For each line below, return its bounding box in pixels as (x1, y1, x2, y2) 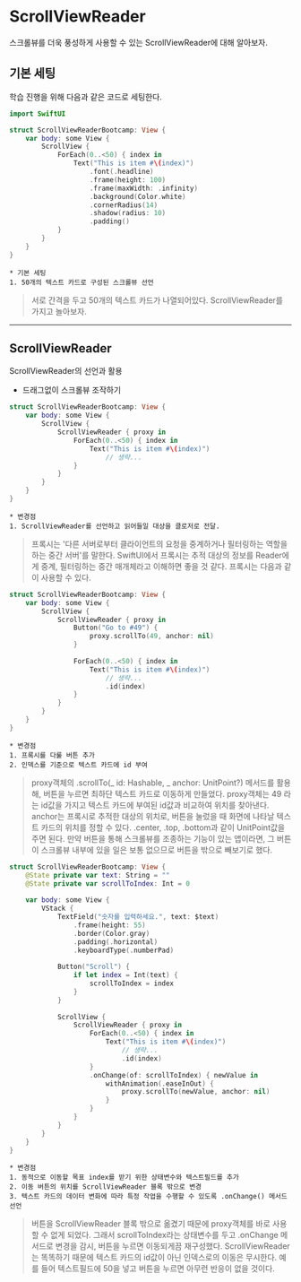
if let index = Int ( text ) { (73, 971, 178, 980)
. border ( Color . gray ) (73, 929, 150, 938)
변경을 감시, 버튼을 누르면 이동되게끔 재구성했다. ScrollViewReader (55, 1241, 291, 1252)
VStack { (41, 904, 74, 914)
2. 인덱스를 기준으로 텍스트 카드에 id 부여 (9, 760, 148, 769)
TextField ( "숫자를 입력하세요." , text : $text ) (56, 913, 219, 922)
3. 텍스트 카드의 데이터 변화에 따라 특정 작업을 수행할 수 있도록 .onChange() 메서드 (9, 1192, 288, 1201)
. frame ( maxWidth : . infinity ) (89, 184, 199, 193)
